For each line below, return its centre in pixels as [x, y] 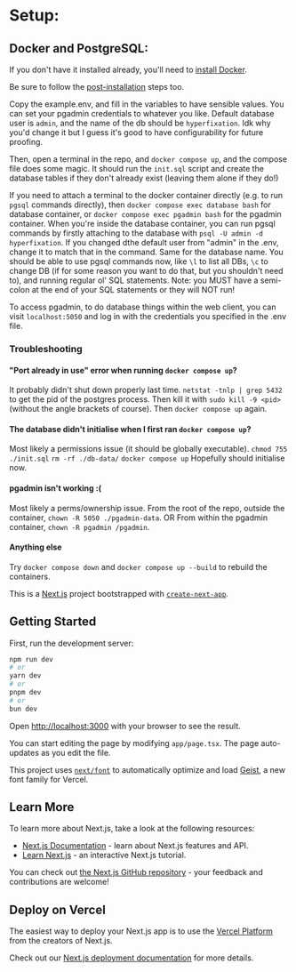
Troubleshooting [46, 349]
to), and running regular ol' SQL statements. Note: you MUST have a [134, 280]
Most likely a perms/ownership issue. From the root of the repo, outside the [147, 508]
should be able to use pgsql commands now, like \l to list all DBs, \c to [139, 261]
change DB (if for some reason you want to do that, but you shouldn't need [146, 271]
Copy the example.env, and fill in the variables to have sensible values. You [147, 104]
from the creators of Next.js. [61, 941]
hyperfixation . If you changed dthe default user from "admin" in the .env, [144, 242]
